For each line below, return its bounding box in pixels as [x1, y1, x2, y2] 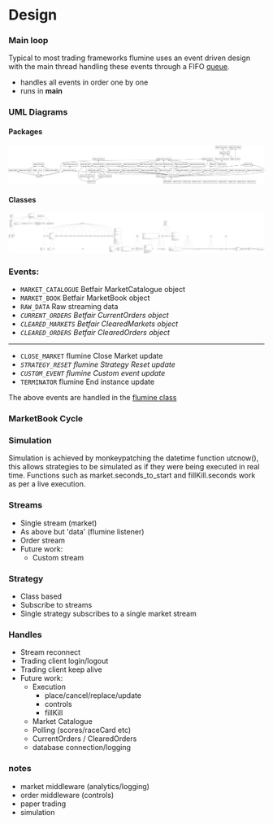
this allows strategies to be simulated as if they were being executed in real [8, 462, 260, 472]
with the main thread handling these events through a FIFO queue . [8, 62, 230, 72]
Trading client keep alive [19, 665, 103, 674]
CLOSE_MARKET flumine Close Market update [19, 351, 163, 361]
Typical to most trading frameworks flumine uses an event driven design [8, 53, 250, 63]
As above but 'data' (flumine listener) [19, 526, 145, 536]
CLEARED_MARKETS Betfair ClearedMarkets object [19, 319, 179, 329]
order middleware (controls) [19, 790, 115, 800]
